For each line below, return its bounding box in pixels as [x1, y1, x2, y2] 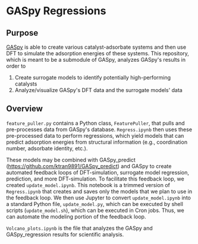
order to [6, 62, 26, 69]
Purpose [6, 28, 39, 38]
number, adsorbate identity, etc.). [6, 144, 88, 152]
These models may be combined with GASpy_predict [6, 156, 136, 163]
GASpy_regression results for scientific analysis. [6, 230, 124, 238]
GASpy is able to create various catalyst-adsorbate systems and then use [6, 43, 186, 50]
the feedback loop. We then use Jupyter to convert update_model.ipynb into [6, 194, 191, 201]
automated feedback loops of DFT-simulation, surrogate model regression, [6, 169, 189, 176]
